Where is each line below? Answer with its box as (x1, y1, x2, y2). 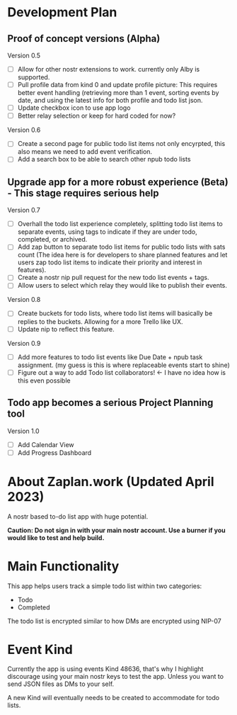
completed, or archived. (17, 235, 88, 244)
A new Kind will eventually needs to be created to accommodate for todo (7, 694, 220, 702)
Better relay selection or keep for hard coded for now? (17, 111, 176, 120)
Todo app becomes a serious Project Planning (7, 397, 214, 409)
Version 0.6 (7, 125, 41, 135)
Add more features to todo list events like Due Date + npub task (17, 352, 203, 361)
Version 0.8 (7, 295, 41, 304)
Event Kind (7, 641, 73, 658)
